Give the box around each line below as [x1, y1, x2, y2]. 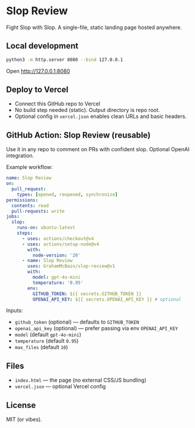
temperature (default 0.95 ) [14, 337, 79, 344]
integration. [6, 152, 34, 159]
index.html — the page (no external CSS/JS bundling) [14, 376, 147, 384]
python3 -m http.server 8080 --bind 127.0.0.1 [6, 56, 123, 63]
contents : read [11, 203, 49, 209]
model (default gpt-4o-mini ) [14, 331, 82, 338]
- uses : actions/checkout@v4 [21, 235, 94, 241]
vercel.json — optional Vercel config [14, 383, 106, 390]
